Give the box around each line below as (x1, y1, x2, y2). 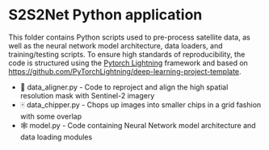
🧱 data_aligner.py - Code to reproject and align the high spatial (19, 82, 229, 92)
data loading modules (19, 131, 93, 142)
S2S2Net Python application (8, 6, 203, 24)
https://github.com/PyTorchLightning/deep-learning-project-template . (8, 66, 242, 76)
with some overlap (19, 111, 82, 121)
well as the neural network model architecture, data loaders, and (8, 40, 223, 50)
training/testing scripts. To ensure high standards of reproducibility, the (8, 49, 246, 59)
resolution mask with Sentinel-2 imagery (19, 90, 155, 100)
